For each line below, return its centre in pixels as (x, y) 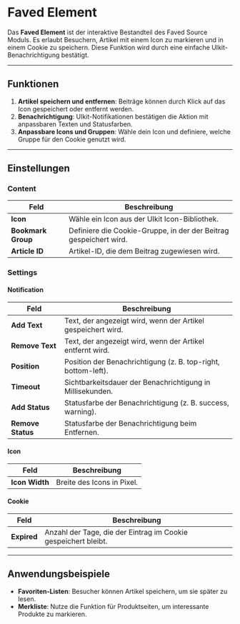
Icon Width (30, 482)
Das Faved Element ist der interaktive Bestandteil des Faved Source (107, 32)
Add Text (27, 325)
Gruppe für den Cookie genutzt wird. (72, 139)
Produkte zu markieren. (52, 614)
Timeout (26, 386)
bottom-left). (86, 371)
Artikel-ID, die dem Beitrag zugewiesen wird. (144, 251)
